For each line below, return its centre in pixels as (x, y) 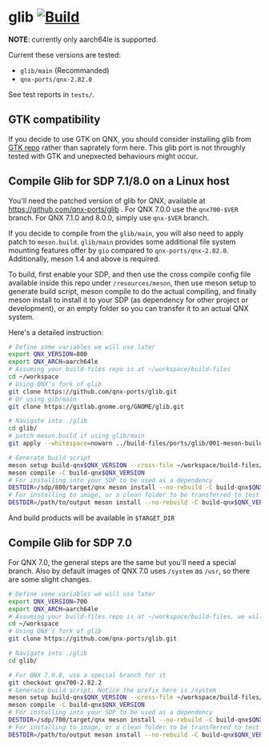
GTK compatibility (54, 120)
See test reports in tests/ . (51, 94)
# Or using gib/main (43, 399)
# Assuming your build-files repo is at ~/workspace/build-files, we (127, 616)
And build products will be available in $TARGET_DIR (91, 518)
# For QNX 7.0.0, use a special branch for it (87, 675)
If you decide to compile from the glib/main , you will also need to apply (126, 233)
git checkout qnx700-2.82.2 (55, 682)
